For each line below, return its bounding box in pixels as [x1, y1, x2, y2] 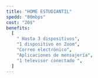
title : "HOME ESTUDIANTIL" [6, 8, 72, 15]
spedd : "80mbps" [6, 14, 46, 20]
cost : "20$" [6, 19, 35, 25]
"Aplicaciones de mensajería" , [16, 52, 93, 58]
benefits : [6, 25, 31, 31]
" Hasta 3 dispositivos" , [16, 36, 80, 42]
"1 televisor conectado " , [16, 57, 83, 63]
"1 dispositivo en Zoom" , [16, 42, 80, 48]
